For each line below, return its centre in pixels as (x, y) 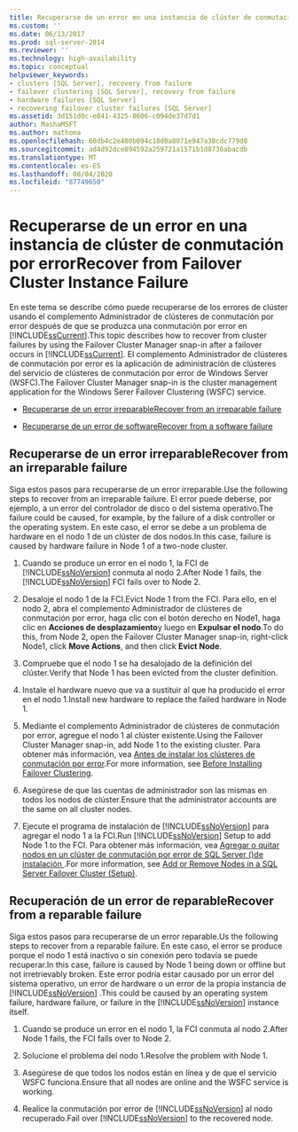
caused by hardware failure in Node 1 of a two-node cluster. (119, 545)
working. (38, 1091)
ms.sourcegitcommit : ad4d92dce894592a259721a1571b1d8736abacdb (129, 149)
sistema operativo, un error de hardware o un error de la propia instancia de (148, 983)
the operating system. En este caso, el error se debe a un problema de (138, 527)
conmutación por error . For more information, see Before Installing (142, 763)
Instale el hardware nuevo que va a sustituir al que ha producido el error (153, 690)
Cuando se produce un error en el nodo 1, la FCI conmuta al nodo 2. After (155, 1028)
